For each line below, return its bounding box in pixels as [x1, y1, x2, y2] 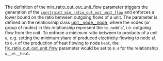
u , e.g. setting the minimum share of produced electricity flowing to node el [5, 35, 156, 41]
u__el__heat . [5, 50, 31, 56]
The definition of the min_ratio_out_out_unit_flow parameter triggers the [5, 4, 148, 10]
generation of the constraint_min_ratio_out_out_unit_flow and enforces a [5, 9, 154, 15]
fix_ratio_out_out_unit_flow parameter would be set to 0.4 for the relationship [5, 46, 158, 51]
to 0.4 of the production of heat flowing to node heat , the [5, 40, 119, 46]
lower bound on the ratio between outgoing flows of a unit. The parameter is [5, 15, 158, 20]
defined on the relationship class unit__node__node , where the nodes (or [5, 19, 150, 25]
